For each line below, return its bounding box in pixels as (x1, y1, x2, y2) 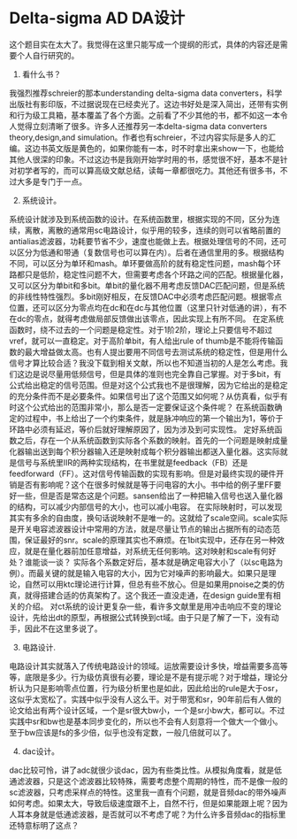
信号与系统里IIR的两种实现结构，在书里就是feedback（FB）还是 (16, 457, 248, 467)
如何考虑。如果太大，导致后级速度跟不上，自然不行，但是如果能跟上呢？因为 (9, 797, 288, 808)
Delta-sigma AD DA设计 (9, 8, 186, 28)
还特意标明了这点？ (9, 820, 80, 830)
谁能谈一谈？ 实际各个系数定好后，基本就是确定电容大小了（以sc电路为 (24, 557, 284, 567)
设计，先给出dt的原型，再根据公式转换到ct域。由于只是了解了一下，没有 (9, 612, 271, 622)
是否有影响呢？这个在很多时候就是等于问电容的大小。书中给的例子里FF (16, 479, 274, 489)
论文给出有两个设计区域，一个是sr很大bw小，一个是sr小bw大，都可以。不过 (9, 704, 286, 715)
